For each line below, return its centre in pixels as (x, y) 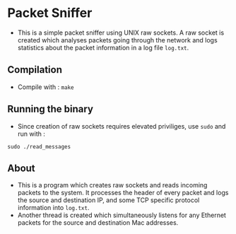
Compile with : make (46, 87)
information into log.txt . (53, 208)
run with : (31, 134)
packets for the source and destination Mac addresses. (98, 223)
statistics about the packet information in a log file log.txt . (103, 47)
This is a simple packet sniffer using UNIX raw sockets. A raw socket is (121, 33)
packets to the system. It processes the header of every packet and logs (123, 193)
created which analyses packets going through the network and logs (117, 40)
